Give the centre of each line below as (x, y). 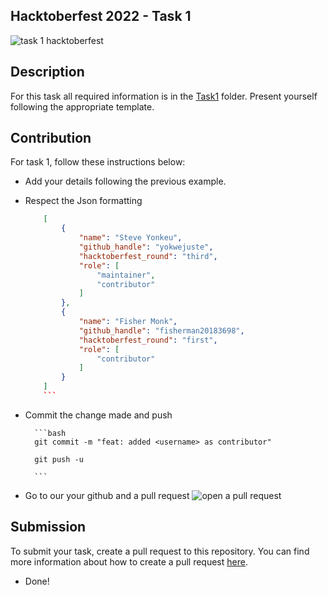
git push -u (59, 459)
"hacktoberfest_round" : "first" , (148, 340)
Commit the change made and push (98, 415)
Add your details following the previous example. (125, 181)
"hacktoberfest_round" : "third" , (148, 256)
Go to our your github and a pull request (107, 495)
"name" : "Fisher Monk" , (128, 322)
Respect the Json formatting (83, 201)
